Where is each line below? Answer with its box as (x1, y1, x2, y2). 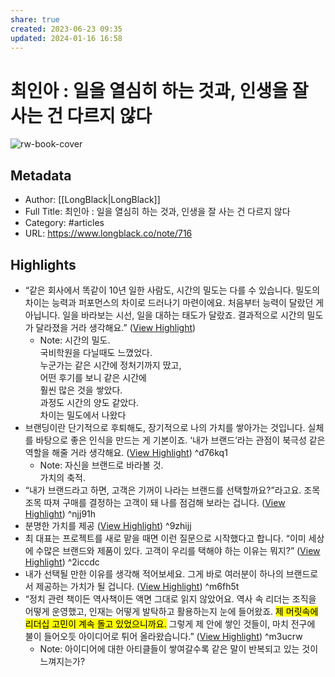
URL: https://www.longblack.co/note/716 (24, 227, 193, 240)
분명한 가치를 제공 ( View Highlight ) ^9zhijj (24, 519, 192, 531)
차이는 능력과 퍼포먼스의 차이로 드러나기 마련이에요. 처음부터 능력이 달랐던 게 (24, 296, 325, 308)
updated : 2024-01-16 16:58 (10, 33, 123, 43)
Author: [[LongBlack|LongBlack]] (24, 194, 161, 206)
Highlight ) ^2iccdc (24, 556, 100, 568)
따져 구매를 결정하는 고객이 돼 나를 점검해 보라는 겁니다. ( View (43, 496, 286, 508)
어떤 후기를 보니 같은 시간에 (39, 371, 147, 383)
